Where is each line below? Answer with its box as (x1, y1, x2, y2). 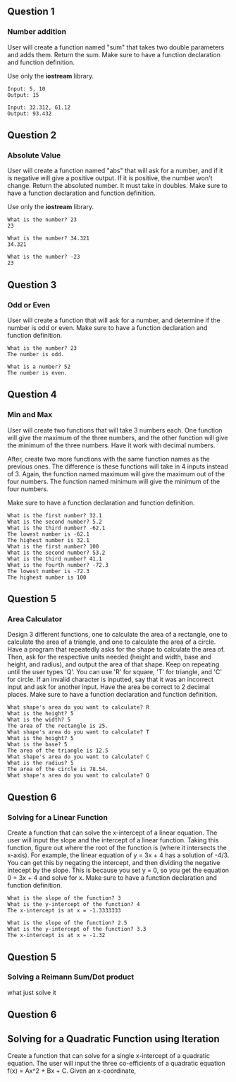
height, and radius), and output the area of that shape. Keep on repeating (7, 660, 220, 669)
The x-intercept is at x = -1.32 (7, 932, 106, 939)
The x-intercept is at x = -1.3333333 (7, 907, 121, 915)
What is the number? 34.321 (7, 235, 90, 242)
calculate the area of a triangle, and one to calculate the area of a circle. (7, 637, 216, 646)
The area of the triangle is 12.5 (7, 747, 109, 755)
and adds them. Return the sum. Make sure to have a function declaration (7, 50, 221, 59)
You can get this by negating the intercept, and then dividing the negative (7, 859, 221, 867)
